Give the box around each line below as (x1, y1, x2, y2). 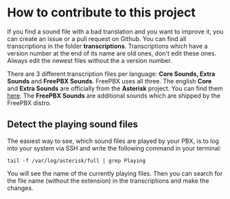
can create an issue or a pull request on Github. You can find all (7, 34, 187, 42)
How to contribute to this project (7, 5, 196, 21)
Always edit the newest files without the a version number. (7, 56, 172, 64)
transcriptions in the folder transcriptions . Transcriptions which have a (7, 42, 208, 50)
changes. (7, 183, 34, 192)
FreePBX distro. (7, 98, 51, 107)
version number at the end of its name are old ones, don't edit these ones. (7, 49, 217, 57)
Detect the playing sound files (7, 118, 139, 131)
